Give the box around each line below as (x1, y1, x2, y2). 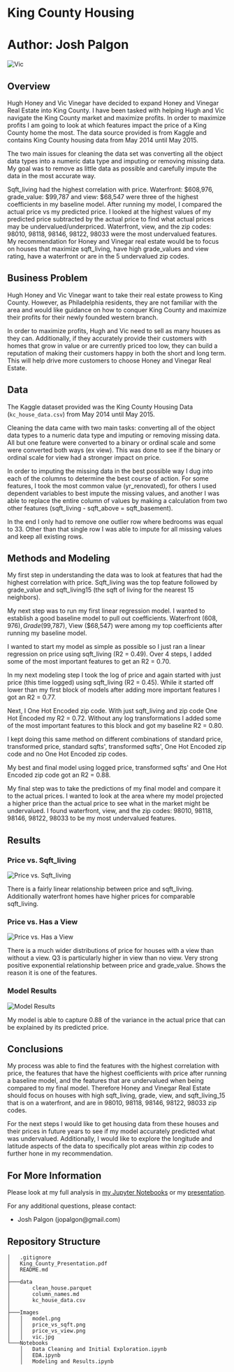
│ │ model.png (7, 1315, 61, 1322)
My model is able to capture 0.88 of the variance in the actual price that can (7, 1015, 226, 1024)
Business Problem (7, 272, 88, 284)
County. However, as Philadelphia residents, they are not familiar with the (7, 298, 218, 307)
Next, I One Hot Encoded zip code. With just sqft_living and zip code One (7, 707, 218, 715)
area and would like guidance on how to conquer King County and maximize (7, 305, 227, 314)
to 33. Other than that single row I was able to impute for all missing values (7, 525, 222, 533)
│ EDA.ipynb (20, 1352, 61, 1359)
